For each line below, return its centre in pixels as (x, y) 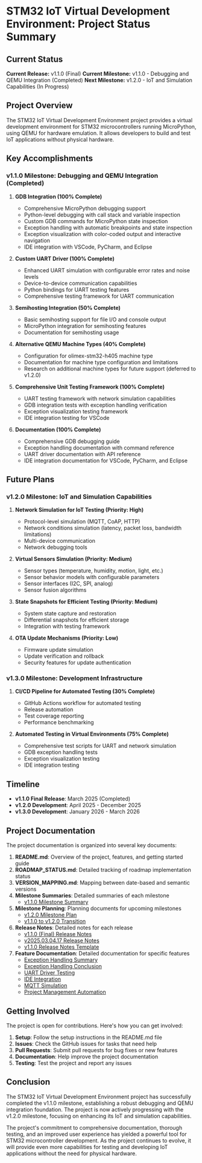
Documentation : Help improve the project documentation (87, 1057)
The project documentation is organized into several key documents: (91, 845)
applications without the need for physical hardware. (72, 1153)
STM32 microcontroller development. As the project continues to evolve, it (99, 1140)
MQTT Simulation (46, 986)
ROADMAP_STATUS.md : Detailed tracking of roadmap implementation (103, 870)
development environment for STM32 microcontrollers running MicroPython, (101, 126)
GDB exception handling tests (61, 752)
